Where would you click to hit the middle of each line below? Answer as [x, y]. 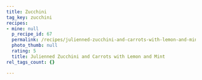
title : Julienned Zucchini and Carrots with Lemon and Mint [88, 57]
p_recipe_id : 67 [32, 34]
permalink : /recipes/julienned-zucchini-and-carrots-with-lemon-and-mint [106, 40]
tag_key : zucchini [29, 17]
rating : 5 [24, 51]
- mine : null [23, 29]
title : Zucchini [26, 12]
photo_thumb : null [35, 46]
